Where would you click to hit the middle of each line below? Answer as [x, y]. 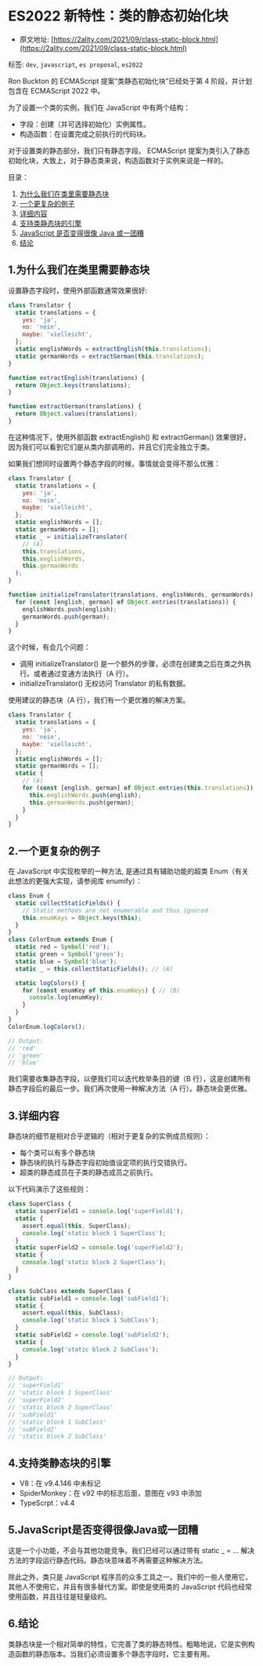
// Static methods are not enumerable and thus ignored [115, 910]
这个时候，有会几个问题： [49, 647]
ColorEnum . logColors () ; [47, 1026]
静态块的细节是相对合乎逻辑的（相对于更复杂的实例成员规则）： [109, 1136]
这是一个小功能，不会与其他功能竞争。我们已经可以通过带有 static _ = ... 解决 [131, 1550]
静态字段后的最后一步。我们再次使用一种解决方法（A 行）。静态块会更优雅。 [130, 1088]
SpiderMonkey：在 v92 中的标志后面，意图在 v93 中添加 [110, 1493]
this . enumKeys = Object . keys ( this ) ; [82, 918]
